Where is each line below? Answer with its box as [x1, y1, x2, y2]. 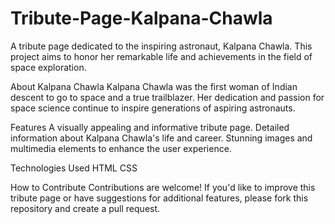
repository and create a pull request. [10, 202, 161, 214]
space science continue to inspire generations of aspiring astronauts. [10, 102, 296, 114]
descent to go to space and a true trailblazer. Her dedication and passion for [10, 91, 325, 103]
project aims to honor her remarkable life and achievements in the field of [10, 50, 313, 62]
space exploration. [10, 61, 87, 73]
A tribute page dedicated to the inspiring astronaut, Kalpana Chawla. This [10, 40, 313, 52]
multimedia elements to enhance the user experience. [10, 142, 232, 154]
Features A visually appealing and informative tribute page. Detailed [10, 121, 290, 133]
